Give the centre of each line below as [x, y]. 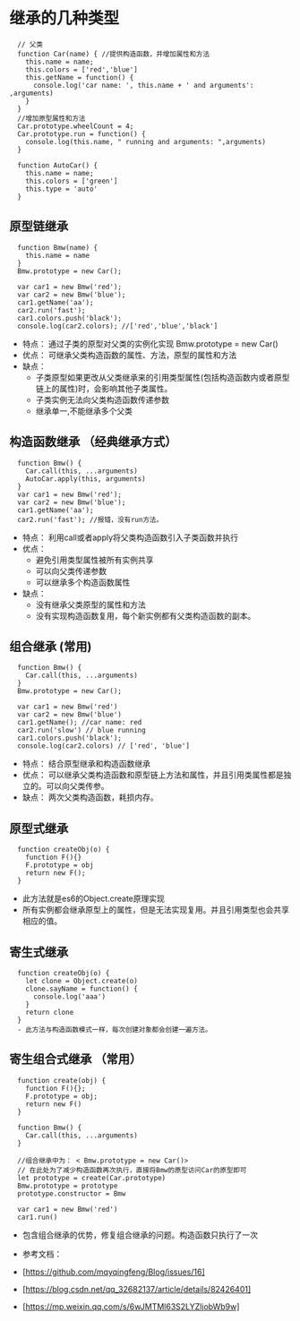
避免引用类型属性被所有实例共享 [94, 560]
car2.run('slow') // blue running [81, 731]
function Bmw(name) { [58, 247]
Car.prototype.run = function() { [81, 134]
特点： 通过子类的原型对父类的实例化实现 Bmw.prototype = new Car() [150, 343]
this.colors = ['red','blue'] [82, 69]
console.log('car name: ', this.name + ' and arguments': [143, 85]
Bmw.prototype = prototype [68, 1186]
